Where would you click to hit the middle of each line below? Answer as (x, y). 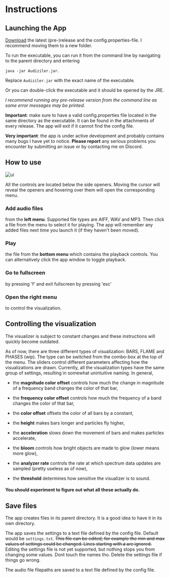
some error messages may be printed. (45, 105)
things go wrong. (23, 560)
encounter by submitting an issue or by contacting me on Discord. (74, 146)
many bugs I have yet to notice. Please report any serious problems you (80, 141)
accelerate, (24, 438)
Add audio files (24, 208)
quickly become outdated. (32, 341)
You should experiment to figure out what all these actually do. (73, 490)
